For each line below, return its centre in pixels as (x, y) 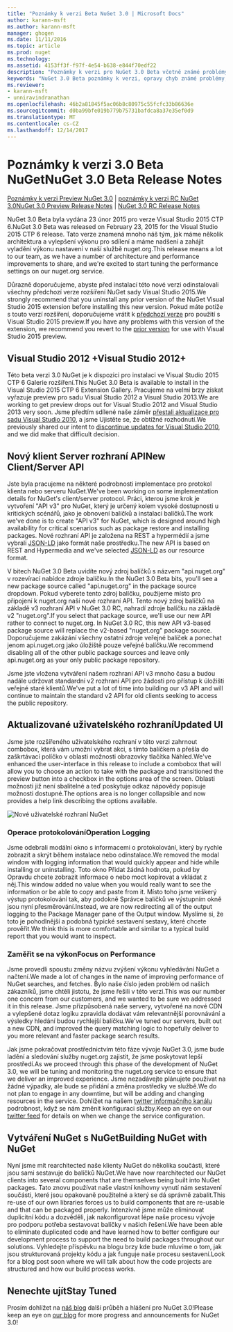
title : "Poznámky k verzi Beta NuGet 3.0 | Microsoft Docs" (96, 14)
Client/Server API (46, 467)
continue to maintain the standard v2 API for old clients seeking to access (112, 695)
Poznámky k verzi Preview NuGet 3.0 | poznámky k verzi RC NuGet (103, 198)
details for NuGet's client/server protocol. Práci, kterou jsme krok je (103, 498)
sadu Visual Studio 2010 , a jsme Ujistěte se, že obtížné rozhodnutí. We (107, 420)
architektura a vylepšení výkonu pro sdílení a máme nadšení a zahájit (106, 241)
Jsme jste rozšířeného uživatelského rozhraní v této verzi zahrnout (102, 741)
